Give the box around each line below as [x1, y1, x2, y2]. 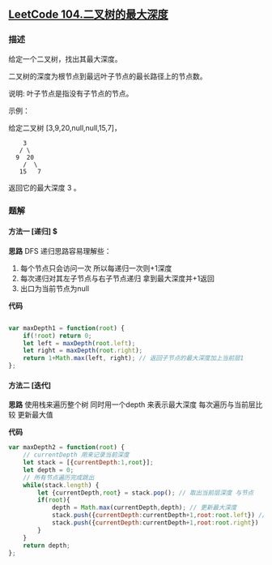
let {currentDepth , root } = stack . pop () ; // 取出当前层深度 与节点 [37, 489, 254, 497]
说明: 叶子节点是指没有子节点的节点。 [8, 88, 134, 98]
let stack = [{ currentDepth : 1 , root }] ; [23, 459, 154, 467]
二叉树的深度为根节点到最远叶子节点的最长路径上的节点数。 [8, 71, 207, 81]
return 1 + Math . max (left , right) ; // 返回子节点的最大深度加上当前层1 [23, 354, 244, 362]
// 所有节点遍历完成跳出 [23, 473, 95, 482]
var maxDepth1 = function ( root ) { [8, 323, 125, 332]
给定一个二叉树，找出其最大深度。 [8, 54, 122, 63]
